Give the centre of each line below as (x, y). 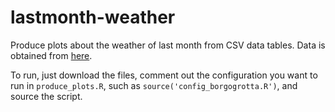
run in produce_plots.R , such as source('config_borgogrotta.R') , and (154, 85)
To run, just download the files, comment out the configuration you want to (164, 75)
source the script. (46, 96)
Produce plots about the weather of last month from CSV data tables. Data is (168, 45)
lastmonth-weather (93, 17)
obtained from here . (51, 55)
